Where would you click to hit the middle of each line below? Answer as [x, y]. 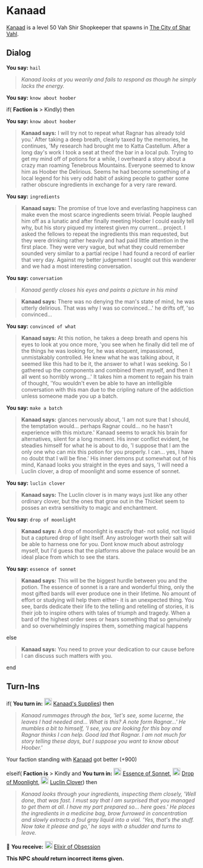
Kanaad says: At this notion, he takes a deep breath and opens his [104, 338]
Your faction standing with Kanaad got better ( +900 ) [72, 759]
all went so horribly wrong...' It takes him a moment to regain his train [107, 377]
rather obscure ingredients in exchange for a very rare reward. [99, 184]
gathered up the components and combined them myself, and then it [107, 370]
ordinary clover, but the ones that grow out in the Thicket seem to [103, 501]
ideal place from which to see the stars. [70, 557]
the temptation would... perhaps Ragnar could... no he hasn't [97, 426]
